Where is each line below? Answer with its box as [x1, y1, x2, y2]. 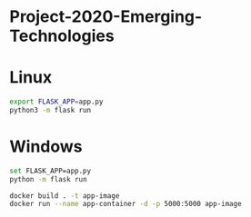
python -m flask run [9, 174, 88, 183]
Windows [9, 136, 83, 157]
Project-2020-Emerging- [9, 6, 203, 27]
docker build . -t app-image [9, 191, 120, 201]
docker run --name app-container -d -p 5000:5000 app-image [9, 200, 243, 209]
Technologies [9, 25, 115, 46]
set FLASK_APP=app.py [9, 166, 92, 175]
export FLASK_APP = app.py [9, 97, 104, 106]
